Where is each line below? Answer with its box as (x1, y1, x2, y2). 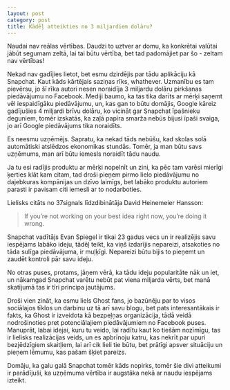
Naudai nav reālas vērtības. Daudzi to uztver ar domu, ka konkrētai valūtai (7, 42, 218, 51)
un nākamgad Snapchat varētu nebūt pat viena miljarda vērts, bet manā (7, 276, 211, 284)
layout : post (7, 10, 45, 17)
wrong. (23, 220, 45, 228)
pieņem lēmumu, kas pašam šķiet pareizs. (7, 348, 126, 357)
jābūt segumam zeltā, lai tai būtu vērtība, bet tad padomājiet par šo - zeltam (7, 49, 223, 57)
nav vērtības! (7, 57, 45, 65)
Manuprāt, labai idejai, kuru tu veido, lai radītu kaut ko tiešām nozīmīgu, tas (7, 326, 221, 335)
